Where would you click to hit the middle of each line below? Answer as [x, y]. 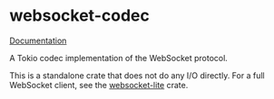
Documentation [38, 40]
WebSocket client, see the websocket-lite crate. [99, 85]
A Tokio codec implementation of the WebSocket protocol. [119, 58]
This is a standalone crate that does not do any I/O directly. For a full [137, 75]
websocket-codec [79, 16]
